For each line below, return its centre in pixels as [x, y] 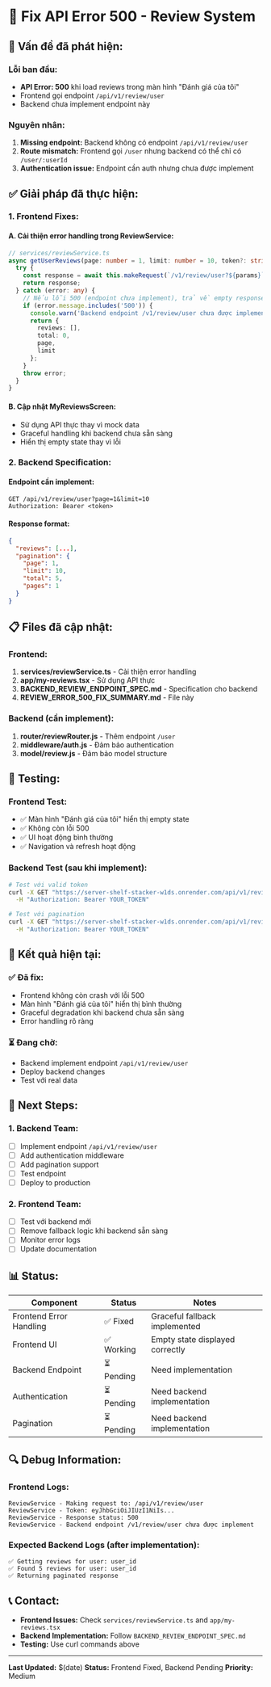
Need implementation [191, 1369]
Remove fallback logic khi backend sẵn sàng [94, 1231]
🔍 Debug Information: [65, 1460]
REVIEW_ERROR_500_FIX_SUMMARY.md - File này [107, 697]
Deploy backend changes [63, 1071]
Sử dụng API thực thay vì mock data [79, 424]
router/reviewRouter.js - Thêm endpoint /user [98, 736]
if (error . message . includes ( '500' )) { [88, 305]
